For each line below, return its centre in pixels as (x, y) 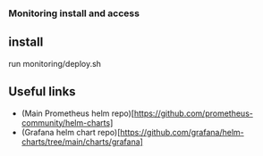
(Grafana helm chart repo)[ (71, 132)
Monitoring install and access (74, 13)
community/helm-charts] (67, 122)
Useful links (42, 92)
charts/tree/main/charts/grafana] (82, 142)
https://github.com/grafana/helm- (182, 132)
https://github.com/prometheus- (194, 113)
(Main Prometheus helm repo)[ (78, 113)
